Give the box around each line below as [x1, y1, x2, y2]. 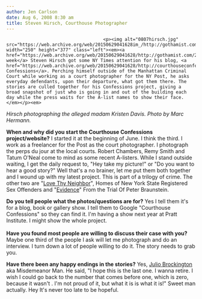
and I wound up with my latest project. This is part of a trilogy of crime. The [6, 173, 193, 181]
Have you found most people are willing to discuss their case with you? [6, 230, 188, 237]
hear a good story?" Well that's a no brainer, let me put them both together [6, 167, 191, 174]
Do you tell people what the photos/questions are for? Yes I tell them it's [6, 198, 189, 205]
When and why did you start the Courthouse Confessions [6, 128, 153, 136]
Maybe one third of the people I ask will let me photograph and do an [6, 236, 177, 244]
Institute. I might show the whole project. [6, 217, 107, 224]
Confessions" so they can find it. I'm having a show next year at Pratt [6, 210, 177, 218]
